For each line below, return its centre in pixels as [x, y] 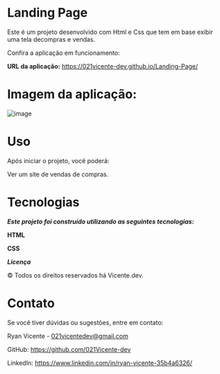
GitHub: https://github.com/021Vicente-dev [69, 349]
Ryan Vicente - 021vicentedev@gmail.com [68, 336]
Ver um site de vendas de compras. [58, 174]
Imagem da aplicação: [72, 94]
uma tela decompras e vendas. [51, 39]
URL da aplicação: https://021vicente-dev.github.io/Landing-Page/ [103, 66]
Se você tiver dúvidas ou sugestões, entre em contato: [85, 322]
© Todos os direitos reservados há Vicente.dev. [75, 275]
